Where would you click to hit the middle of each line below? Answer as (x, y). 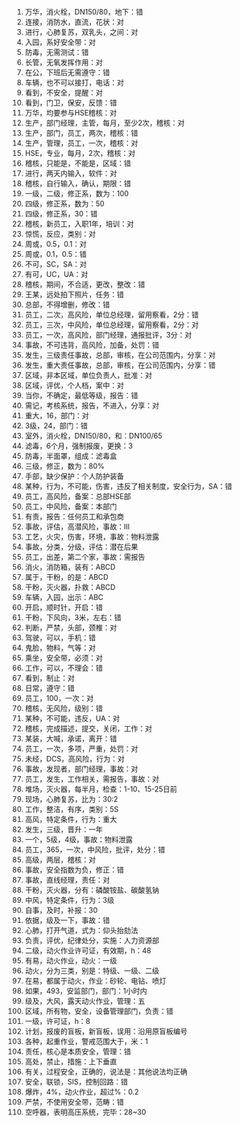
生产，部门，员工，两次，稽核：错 (81, 133)
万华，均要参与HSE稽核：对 (71, 113)
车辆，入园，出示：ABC (64, 597)
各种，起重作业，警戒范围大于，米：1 (86, 1041)
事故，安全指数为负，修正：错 (74, 870)
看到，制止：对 (50, 678)
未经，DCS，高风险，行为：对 (75, 759)
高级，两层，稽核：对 (60, 860)
